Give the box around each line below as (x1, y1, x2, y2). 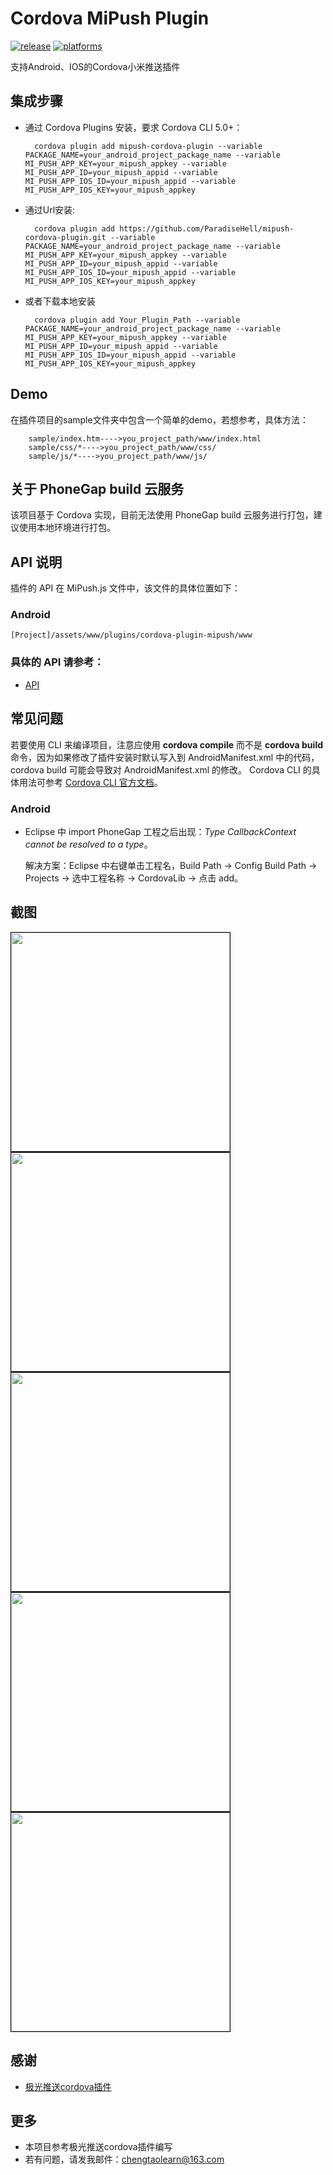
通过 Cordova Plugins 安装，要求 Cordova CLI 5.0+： (24, 121, 243, 133)
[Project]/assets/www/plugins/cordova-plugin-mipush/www (10, 630, 253, 641)
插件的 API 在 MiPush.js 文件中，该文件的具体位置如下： (10, 582, 241, 594)
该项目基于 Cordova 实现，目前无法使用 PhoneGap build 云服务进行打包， (10, 509, 314, 521)
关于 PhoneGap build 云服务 (10, 480, 185, 497)
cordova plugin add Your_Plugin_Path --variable (34, 315, 241, 325)
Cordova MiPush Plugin (10, 7, 210, 30)
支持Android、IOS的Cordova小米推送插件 (10, 60, 181, 72)
